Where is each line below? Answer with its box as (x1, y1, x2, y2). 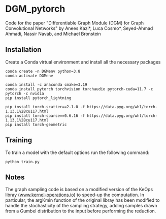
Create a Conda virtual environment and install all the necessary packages (5, 59, 161, 65)
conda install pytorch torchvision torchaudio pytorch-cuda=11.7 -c (5, 86, 153, 91)
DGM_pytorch (5, 3, 65, 15)
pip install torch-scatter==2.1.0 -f (5, 104, 85, 109)
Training (5, 136, 32, 145)
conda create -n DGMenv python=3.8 (5, 69, 81, 74)
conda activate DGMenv (5, 73, 53, 78)
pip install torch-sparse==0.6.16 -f (5, 113, 85, 118)
